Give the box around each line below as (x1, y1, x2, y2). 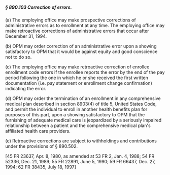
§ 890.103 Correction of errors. (5, 4, 72, 10)
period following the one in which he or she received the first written (5, 74, 149, 81)
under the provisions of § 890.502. (5, 143, 78, 149)
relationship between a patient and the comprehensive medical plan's (5, 122, 151, 129)
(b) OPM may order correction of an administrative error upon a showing (5, 43, 157, 49)
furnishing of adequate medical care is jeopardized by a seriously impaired (5, 117, 162, 123)
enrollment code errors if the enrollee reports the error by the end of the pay (5, 69, 165, 75)
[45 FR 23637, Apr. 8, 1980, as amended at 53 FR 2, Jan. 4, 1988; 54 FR (5, 153, 155, 159)
